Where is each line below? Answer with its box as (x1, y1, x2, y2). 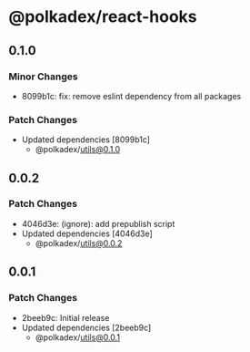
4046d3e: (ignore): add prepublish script (21, 218, 175, 229)
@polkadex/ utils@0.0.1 (35, 331, 120, 343)
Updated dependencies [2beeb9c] (21, 322, 152, 333)
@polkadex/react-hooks (8, 6, 197, 27)
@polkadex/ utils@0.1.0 (35, 144, 121, 155)
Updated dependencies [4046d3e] (21, 228, 153, 239)
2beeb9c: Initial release (21, 312, 110, 323)
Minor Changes (8, 70, 78, 83)
